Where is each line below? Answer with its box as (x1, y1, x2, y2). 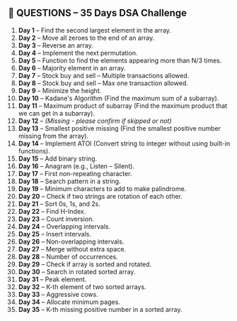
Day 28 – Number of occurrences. (18, 252, 119, 261)
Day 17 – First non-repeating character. (18, 169, 132, 178)
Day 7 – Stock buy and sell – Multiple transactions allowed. (18, 71, 190, 80)
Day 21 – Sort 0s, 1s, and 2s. (18, 200, 101, 208)
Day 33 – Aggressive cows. (18, 290, 98, 298)
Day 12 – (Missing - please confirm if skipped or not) (18, 116, 172, 125)
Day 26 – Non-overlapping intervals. (18, 237, 125, 246)
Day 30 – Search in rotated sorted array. (18, 267, 136, 276)
